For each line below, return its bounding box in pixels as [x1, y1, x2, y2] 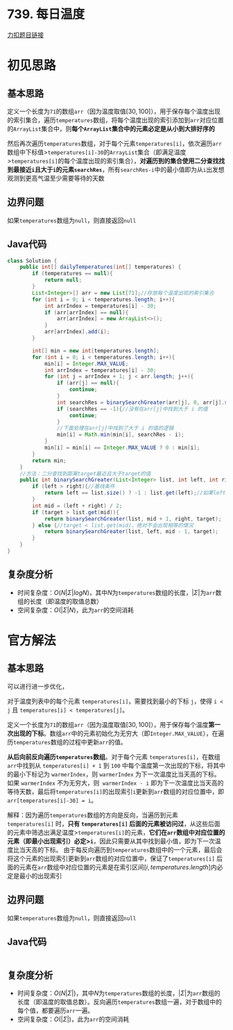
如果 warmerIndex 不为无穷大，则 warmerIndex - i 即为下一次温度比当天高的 [7, 778, 224, 787]
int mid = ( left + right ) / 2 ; [32, 502, 123, 509]
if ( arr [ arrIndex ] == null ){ [44, 309, 129, 316]
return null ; [44, 277, 82, 284]
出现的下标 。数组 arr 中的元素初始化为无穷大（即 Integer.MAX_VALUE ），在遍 [12, 729, 225, 737]
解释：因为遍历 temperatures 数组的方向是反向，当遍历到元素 [7, 810, 178, 819]
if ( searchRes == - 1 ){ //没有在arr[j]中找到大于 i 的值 [56, 405, 208, 412]
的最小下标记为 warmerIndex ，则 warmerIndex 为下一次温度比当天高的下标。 [7, 769, 221, 778]
